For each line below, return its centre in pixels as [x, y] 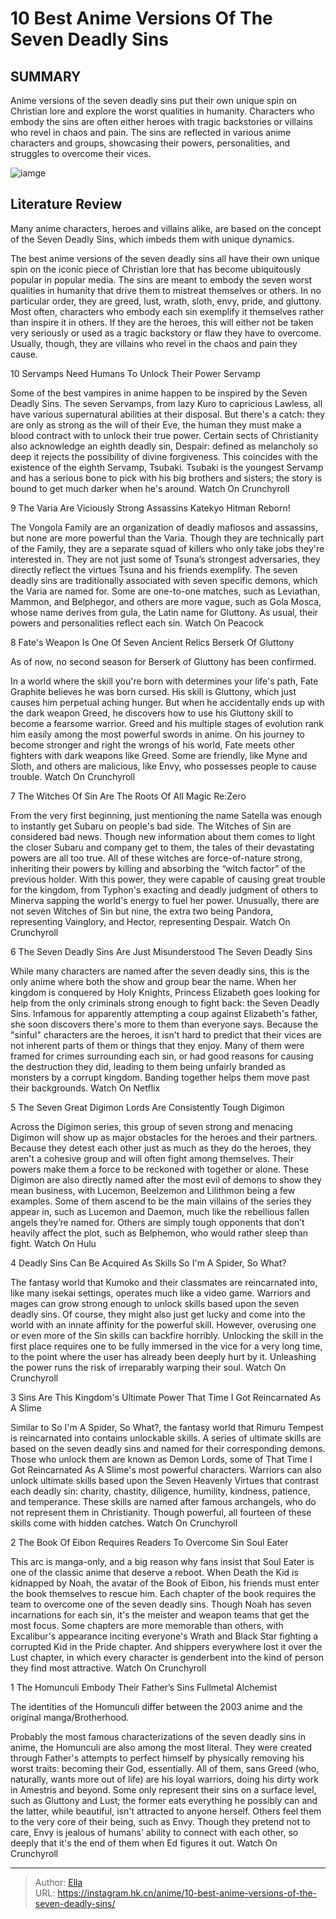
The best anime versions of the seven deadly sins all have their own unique [165, 258]
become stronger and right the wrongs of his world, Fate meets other [152, 744]
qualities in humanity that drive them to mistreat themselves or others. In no [166, 290]
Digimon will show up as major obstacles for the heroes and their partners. [164, 1137]
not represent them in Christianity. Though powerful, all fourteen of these [161, 1512]
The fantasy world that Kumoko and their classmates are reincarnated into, [164, 1282]
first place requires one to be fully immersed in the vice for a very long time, [166, 1346]
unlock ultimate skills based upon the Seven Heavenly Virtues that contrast [165, 1480]
